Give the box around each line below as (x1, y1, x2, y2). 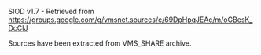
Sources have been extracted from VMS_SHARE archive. (8, 38, 192, 48)
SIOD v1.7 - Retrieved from (8, 7, 94, 16)
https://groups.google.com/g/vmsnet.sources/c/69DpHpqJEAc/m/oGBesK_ (8, 15, 253, 24)
